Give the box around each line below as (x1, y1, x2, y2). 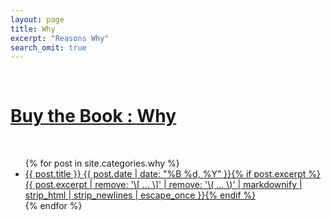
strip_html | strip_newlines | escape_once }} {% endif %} (24, 189, 257, 201)
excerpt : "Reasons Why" (10, 33, 110, 43)
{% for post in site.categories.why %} (24, 157, 180, 170)
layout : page (10, 14, 65, 25)
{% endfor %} (24, 200, 83, 212)
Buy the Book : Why (10, 105, 177, 128)
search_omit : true (10, 42, 87, 53)
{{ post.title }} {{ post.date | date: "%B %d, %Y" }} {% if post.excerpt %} (24, 168, 322, 180)
